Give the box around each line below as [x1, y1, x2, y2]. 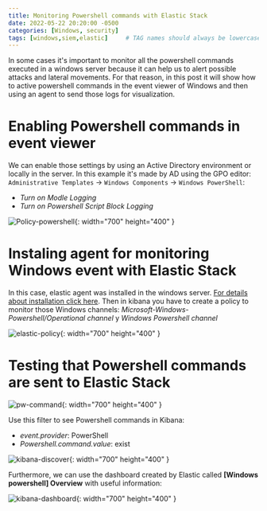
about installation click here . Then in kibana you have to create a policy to [8, 296, 249, 306]
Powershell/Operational [8, 314, 86, 323]
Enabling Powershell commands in [8, 117, 241, 135]
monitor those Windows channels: [8, 305, 120, 314]
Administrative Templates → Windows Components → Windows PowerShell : [8, 177, 246, 187]
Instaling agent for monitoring [8, 244, 210, 263]
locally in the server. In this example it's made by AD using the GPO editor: [8, 169, 252, 179]
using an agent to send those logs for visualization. [8, 89, 176, 99]
